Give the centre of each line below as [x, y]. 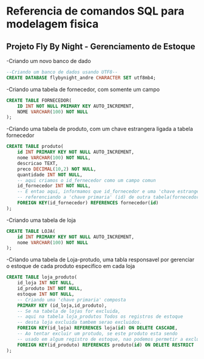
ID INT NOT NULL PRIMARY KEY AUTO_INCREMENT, [76, 106]
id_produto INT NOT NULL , [50, 289]
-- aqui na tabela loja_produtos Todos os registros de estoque [100, 317]
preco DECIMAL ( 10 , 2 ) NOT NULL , [57, 169]
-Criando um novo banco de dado [49, 61]
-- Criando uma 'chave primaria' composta [72, 300]
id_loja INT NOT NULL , [46, 283]
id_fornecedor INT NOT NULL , [54, 186]
